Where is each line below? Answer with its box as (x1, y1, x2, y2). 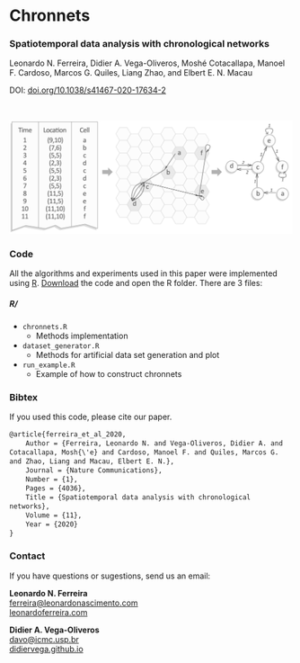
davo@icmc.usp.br (9, 633, 79, 644)
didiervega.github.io (9, 643, 84, 654)
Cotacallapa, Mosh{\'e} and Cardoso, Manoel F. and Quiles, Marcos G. (9, 448, 279, 457)
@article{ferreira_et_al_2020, (9, 430, 127, 439)
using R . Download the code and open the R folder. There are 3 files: (9, 278, 263, 289)
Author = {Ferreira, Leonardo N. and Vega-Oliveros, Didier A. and (25, 439, 283, 448)
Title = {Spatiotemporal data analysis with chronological (25, 493, 251, 502)
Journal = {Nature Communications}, (25, 466, 163, 475)
